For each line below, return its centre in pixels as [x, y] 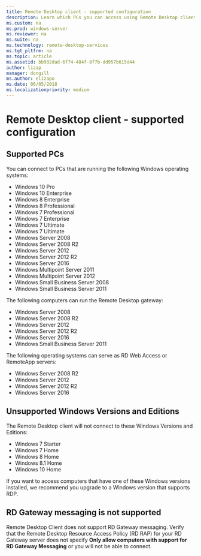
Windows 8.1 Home [38, 463]
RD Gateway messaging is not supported [84, 513]
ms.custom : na [24, 23]
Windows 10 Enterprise [43, 193]
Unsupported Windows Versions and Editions [93, 411]
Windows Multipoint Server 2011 [54, 269]
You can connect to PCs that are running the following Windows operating [98, 169]
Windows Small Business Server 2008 [62, 282]
